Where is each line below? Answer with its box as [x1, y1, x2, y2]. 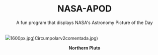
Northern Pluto [68, 44, 101, 50]
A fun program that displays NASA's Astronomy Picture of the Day [16, 19, 153, 25]
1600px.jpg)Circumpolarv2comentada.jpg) [10, 35, 98, 41]
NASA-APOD [57, 3, 112, 14]
